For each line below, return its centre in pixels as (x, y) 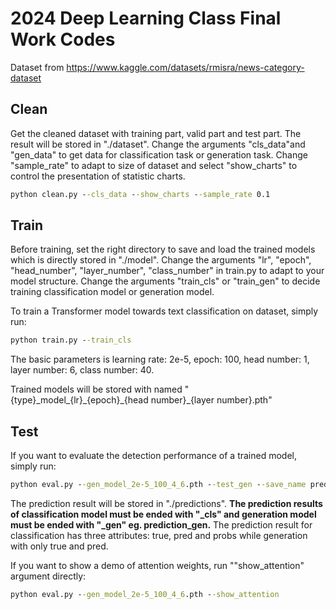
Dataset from (37, 67)
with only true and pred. (59, 546)
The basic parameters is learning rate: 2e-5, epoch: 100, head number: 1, (160, 359)
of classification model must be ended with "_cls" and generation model (163, 514)
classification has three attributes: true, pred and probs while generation (159, 535)
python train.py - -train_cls (71, 340)
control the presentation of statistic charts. (98, 176)
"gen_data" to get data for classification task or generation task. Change (159, 154)
